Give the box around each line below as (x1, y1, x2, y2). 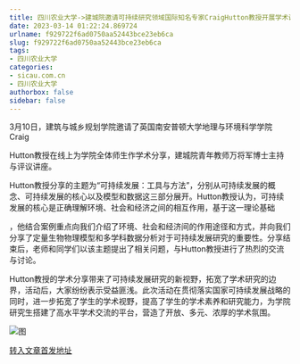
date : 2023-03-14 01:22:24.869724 (9, 21, 138, 30)
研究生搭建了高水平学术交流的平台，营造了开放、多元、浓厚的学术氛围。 (9, 307, 275, 318)
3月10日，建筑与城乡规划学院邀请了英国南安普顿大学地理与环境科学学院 (9, 121, 273, 132)
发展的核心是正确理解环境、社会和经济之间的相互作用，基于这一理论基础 (9, 203, 275, 213)
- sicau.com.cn (9, 71, 66, 80)
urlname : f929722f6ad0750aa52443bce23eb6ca (9, 29, 174, 38)
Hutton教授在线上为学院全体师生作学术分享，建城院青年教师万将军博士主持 (9, 150, 285, 161)
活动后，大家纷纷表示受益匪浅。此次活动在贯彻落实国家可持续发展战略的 (24, 285, 291, 295)
